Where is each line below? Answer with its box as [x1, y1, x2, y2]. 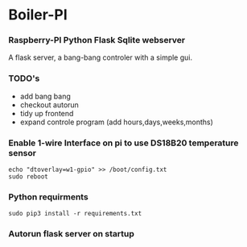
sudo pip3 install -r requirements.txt [8, 210, 142, 218]
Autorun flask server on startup [8, 228, 135, 240]
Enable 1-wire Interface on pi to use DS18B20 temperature [8, 137, 239, 149]
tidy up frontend [19, 108, 74, 118]
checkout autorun [19, 99, 79, 110]
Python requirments [8, 191, 89, 203]
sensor [8, 147, 36, 158]
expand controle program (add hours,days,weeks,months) [19, 117, 213, 127]
